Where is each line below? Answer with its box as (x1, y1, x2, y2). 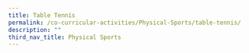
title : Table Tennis (8, 11, 76, 19)
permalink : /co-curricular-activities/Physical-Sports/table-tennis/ (8, 19, 242, 26)
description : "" (8, 26, 61, 34)
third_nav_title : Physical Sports (8, 33, 122, 41)
